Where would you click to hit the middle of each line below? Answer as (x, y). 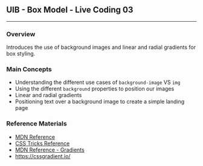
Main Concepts (29, 69)
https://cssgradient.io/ (43, 156)
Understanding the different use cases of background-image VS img (98, 82)
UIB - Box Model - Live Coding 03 (70, 10)
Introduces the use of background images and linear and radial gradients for (101, 47)
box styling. (21, 54)
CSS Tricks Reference (42, 143)
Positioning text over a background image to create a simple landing (100, 101)
